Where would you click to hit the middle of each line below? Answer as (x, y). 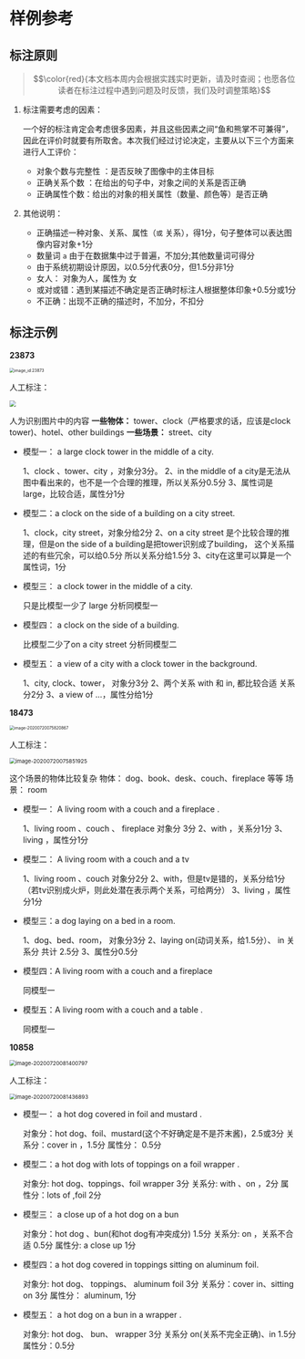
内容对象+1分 (69, 244)
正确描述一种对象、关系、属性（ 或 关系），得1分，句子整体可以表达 (160, 233)
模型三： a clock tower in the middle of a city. (107, 586)
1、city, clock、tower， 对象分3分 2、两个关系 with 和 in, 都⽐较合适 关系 (159, 683)
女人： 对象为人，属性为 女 (86, 278)
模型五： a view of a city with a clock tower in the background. (140, 663)
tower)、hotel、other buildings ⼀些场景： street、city (111, 432)
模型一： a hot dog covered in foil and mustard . (112, 1114)
